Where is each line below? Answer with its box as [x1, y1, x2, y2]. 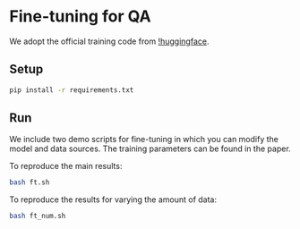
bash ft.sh [9, 178, 50, 187]
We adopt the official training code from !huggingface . [9, 36, 210, 47]
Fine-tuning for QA [9, 6, 151, 27]
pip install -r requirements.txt [9, 85, 134, 95]
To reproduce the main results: [9, 161, 123, 172]
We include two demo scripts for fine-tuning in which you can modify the [9, 134, 279, 145]
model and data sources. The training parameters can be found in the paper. [9, 143, 291, 154]
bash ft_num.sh [9, 212, 66, 221]
